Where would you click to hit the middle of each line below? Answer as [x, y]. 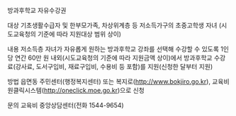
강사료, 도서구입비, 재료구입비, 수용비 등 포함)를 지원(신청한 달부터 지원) [114, 66]
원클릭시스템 [25, 90]
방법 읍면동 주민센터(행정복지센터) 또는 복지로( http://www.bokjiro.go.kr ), [109, 82]
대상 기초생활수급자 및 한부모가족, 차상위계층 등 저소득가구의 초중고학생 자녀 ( [114, 25]
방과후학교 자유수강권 [37, 10]
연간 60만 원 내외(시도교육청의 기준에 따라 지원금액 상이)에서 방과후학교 [113, 58]
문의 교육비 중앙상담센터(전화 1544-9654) [66, 105]
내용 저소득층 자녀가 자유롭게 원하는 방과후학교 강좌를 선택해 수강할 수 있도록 [113, 49]
